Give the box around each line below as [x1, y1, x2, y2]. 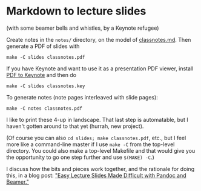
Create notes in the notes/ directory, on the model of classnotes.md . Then [6, 36, 191, 43]
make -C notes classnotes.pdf [6, 105, 83, 112]
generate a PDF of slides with [6, 42, 80, 50]
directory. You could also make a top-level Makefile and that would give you [6, 147, 196, 154]
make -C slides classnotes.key [6, 83, 85, 89]
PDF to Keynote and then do [6, 71, 77, 78]
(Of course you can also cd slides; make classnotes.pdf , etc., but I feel [6, 134, 186, 141]
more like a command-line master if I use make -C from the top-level [6, 141, 175, 148]
